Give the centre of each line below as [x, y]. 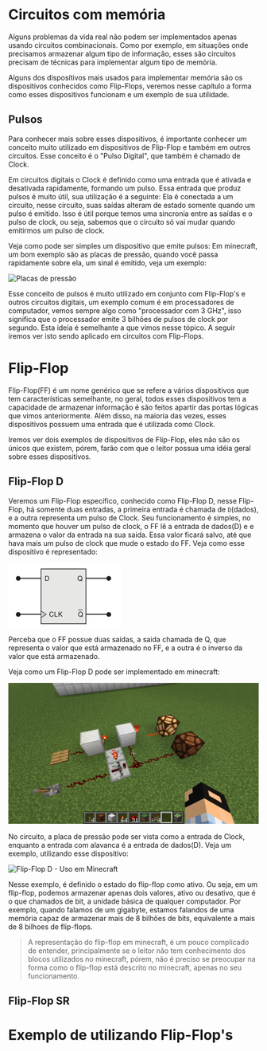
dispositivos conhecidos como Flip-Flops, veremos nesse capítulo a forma [130, 86]
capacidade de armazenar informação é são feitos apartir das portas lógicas [133, 407]
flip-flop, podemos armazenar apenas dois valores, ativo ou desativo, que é [132, 892]
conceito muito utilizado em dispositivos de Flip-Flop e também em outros [130, 147]
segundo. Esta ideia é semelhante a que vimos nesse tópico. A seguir [122, 327]
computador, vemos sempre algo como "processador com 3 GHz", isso [125, 310]
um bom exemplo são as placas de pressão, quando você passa [113, 254]
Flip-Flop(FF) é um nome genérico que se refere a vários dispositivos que [129, 390]
